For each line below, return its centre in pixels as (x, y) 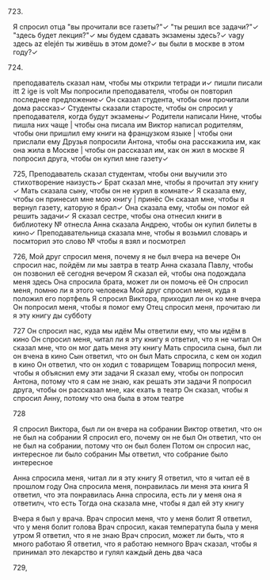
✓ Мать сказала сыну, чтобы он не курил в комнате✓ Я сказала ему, (130, 191)
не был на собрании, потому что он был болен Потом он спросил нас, (132, 446)
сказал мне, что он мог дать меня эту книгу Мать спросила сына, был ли (137, 347)
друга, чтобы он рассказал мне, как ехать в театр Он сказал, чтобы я (131, 390)
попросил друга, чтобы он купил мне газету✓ (91, 158)
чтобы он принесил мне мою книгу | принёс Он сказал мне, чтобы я (129, 199)
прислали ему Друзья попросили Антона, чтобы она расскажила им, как (137, 141)
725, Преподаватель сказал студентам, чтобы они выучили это (120, 174)
